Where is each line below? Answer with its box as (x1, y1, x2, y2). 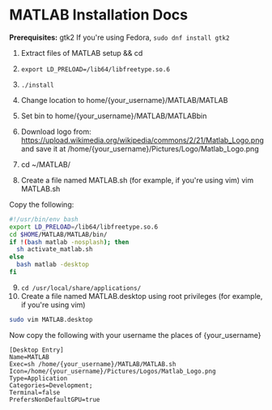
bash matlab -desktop (16, 261, 90, 269)
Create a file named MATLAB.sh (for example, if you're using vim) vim (20, 175, 254, 185)
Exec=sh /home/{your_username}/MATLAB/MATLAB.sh (9, 360, 176, 368)
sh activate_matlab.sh (16, 246, 93, 254)
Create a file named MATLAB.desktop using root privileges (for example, (20, 291, 263, 301)
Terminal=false (9, 388, 61, 396)
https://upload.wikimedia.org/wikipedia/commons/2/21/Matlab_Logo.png (20, 135, 264, 145)
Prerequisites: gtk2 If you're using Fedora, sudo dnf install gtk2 (9, 32, 230, 42)
